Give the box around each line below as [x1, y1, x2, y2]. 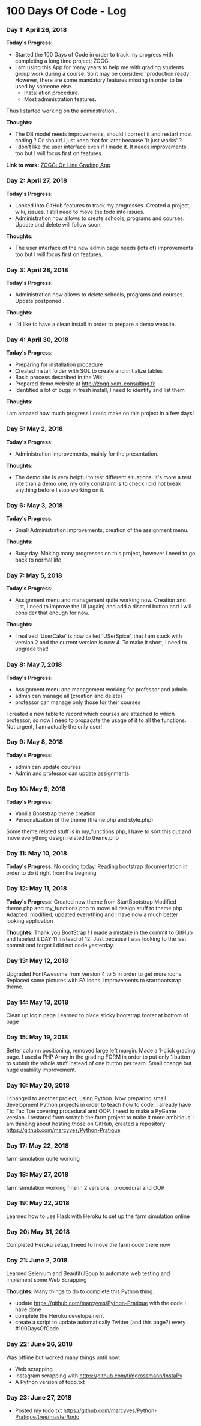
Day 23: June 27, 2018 [6, 1393, 72, 1401]
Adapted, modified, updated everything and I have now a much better [6, 911, 178, 918]
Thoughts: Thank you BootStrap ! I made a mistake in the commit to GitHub [6, 929, 193, 936]
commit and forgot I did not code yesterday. [6, 941, 115, 949]
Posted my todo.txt [14, 1407, 62, 1414]
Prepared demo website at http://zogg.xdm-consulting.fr [14, 380, 155, 387]
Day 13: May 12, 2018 [6, 956, 69, 965]
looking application [6, 917, 53, 924]
